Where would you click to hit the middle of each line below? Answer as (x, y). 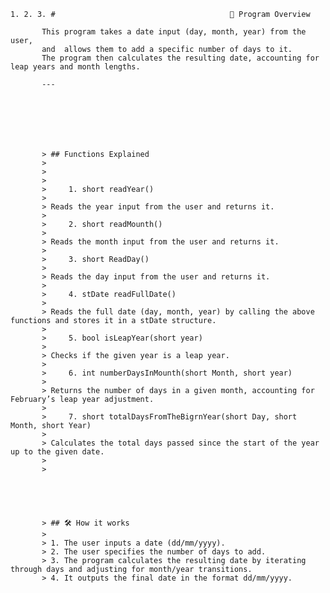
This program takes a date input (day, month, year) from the (174, 32)
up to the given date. (57, 452)
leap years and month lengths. (75, 67)
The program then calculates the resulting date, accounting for (180, 58)
